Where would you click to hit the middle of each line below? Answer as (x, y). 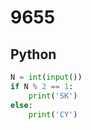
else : (21, 105)
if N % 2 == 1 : (42, 86)
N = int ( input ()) (46, 77)
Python (33, 54)
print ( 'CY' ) (53, 114)
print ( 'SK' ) (53, 96)
